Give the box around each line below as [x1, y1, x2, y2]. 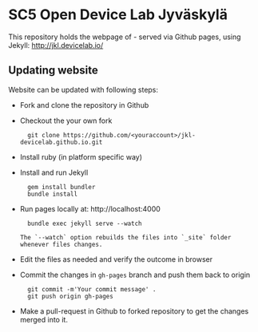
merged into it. [19, 314, 68, 324]
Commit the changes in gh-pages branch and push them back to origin [19, 270, 251, 279]
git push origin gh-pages [27, 292, 113, 300]
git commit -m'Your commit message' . [27, 285, 157, 293]
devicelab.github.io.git [19, 138, 103, 146]
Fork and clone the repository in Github [19, 100, 149, 109]
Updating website [8, 64, 98, 77]
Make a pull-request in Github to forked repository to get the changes [19, 306, 249, 316]
